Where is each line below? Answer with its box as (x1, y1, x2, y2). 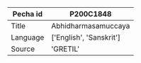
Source (11, 44, 35, 54)
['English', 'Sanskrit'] (50, 33, 120, 42)
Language (11, 33, 45, 42)
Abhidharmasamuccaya (50, 21, 130, 30)
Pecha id (12, 9, 43, 18)
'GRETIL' (50, 44, 80, 54)
